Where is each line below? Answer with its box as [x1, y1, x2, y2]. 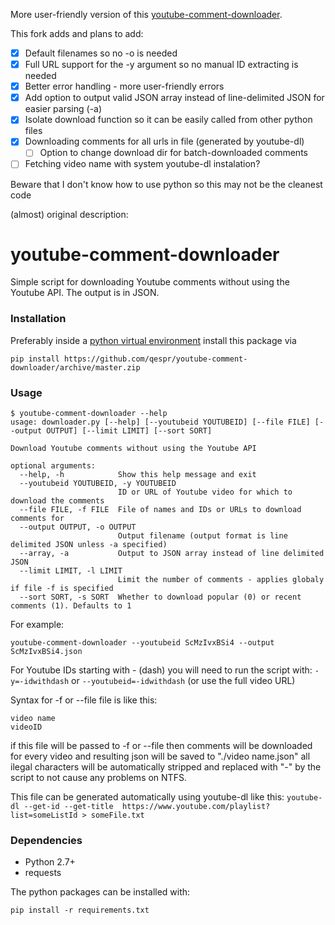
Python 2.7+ [24, 856, 76, 868]
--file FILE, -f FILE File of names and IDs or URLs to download [19, 505, 302, 515]
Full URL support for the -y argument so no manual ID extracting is [24, 59, 299, 71]
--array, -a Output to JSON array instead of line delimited [19, 549, 325, 559]
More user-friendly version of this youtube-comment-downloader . [10, 9, 283, 20]
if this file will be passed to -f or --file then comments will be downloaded [10, 740, 313, 752]
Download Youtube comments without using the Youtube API [10, 444, 257, 454]
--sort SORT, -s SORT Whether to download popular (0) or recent [19, 592, 302, 603]
